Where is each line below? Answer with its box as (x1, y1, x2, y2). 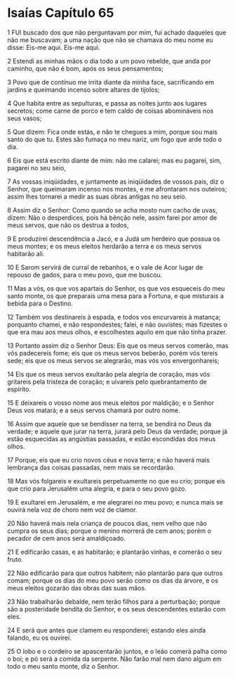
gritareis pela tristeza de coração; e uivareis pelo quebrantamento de (7, 377, 207, 386)
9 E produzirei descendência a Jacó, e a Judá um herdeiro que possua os (7, 234, 220, 243)
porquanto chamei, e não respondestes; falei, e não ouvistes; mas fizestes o (7, 320, 228, 329)
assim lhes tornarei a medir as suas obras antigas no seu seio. (7, 192, 187, 201)
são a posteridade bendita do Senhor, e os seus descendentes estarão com (7, 605, 226, 613)
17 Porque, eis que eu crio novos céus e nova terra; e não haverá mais (7, 455, 210, 464)
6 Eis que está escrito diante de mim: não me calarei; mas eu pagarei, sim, (7, 156, 222, 165)
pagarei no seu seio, (7, 163, 67, 172)
